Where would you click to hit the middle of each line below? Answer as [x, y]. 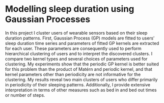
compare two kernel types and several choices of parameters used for [76, 59]
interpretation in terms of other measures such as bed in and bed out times [81, 90]
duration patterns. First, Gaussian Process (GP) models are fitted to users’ [80, 38]
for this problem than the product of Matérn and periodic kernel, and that [79, 69]
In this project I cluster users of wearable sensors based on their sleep [76, 33]
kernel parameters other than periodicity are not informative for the [73, 74]
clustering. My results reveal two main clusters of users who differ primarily [82, 80]
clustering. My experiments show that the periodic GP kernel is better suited [82, 64]
